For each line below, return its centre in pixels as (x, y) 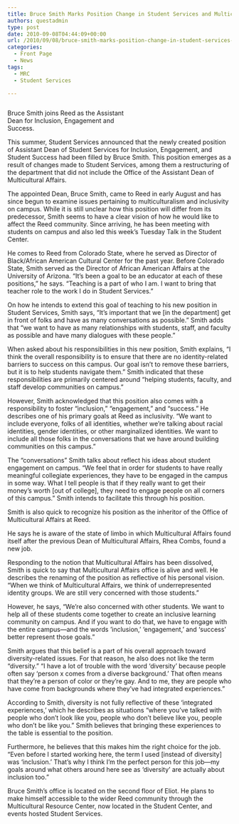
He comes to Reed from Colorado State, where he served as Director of (112, 253)
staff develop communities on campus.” (65, 387)
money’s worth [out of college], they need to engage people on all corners (116, 491)
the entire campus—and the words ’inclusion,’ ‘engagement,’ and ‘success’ (117, 630)
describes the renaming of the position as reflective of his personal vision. (116, 578)
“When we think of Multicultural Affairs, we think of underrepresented (110, 586)
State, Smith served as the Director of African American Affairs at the (108, 268)
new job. (20, 549)
